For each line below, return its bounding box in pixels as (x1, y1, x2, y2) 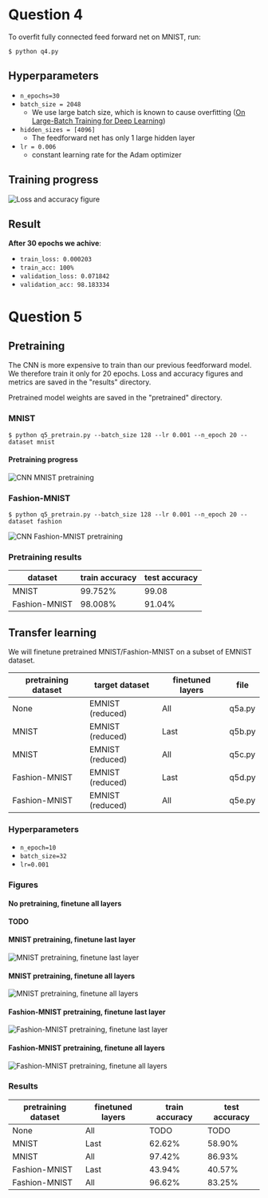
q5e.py (229, 795, 256, 806)
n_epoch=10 (19, 843, 57, 852)
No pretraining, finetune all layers (8, 899, 122, 909)
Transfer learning (8, 626, 97, 639)
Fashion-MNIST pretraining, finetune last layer (8, 1007, 166, 1017)
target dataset (94, 679, 150, 691)
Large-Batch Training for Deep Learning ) (31, 116, 166, 125)
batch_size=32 (19, 852, 67, 860)
